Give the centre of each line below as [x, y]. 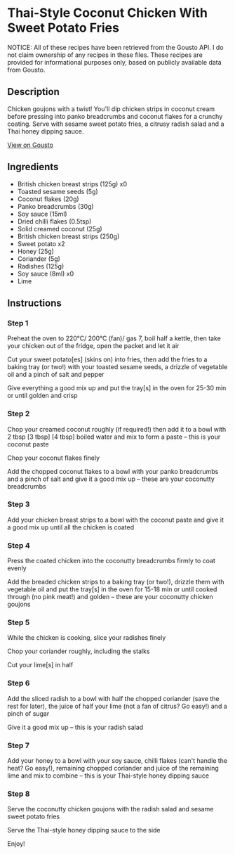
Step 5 [19, 622]
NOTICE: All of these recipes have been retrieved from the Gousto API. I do [115, 47]
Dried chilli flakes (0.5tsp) [54, 221]
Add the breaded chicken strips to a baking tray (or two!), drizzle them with [116, 582]
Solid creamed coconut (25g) [60, 229]
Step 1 [18, 323]
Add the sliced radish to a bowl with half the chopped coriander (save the [113, 698]
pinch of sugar [28, 713]
